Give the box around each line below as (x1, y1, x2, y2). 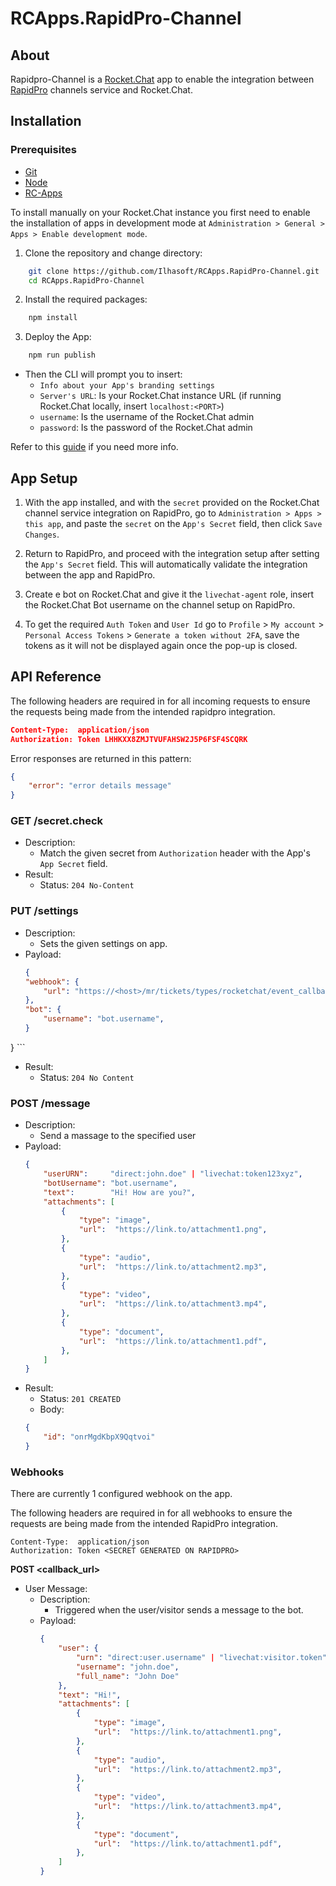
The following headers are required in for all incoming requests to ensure (10, 695, 311, 707)
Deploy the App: (24, 331, 92, 343)
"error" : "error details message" (28, 781, 172, 791)
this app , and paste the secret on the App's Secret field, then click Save (24, 518, 323, 529)
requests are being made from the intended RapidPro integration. (10, 1518, 278, 1530)
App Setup (10, 470, 78, 487)
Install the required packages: (24, 293, 148, 306)
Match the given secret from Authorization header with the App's (39, 847, 311, 859)
